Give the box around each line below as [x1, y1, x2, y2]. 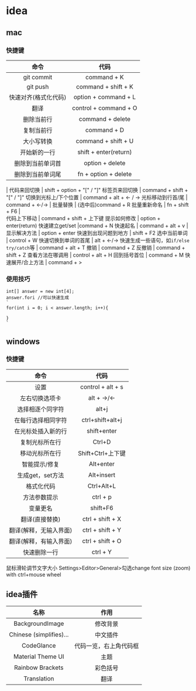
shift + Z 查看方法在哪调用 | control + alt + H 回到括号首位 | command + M [6, 251, 184, 258]
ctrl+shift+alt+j [81, 416, 122, 424]
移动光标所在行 [20, 449, 61, 457]
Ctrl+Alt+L [87, 481, 116, 490]
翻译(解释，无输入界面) [9, 526, 73, 534]
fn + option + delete [77, 170, 132, 178]
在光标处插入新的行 [14, 427, 67, 435]
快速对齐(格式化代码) [9, 93, 67, 101]
